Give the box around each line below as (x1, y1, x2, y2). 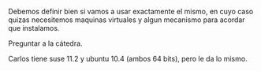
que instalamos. (8, 24, 60, 32)
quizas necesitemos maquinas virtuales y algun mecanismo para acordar (8, 15, 246, 24)
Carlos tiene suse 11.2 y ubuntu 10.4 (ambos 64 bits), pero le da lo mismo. (8, 54, 248, 63)
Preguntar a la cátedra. (8, 39, 83, 48)
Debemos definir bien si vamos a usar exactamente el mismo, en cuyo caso (8, 7, 254, 16)
